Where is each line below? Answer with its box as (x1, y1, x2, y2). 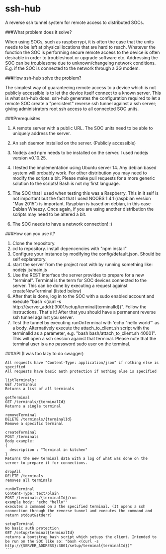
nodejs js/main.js (12, 267, 47, 273)
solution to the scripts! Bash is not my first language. (12, 180, 120, 186)
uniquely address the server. (12, 130, 71, 136)
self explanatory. (12, 256, 47, 262)
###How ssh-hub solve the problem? (5, 75, 82, 81)
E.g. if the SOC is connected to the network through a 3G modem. (5, 65, 140, 71)
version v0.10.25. (12, 155, 47, 161)
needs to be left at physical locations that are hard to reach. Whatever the (5, 44, 156, 50)
